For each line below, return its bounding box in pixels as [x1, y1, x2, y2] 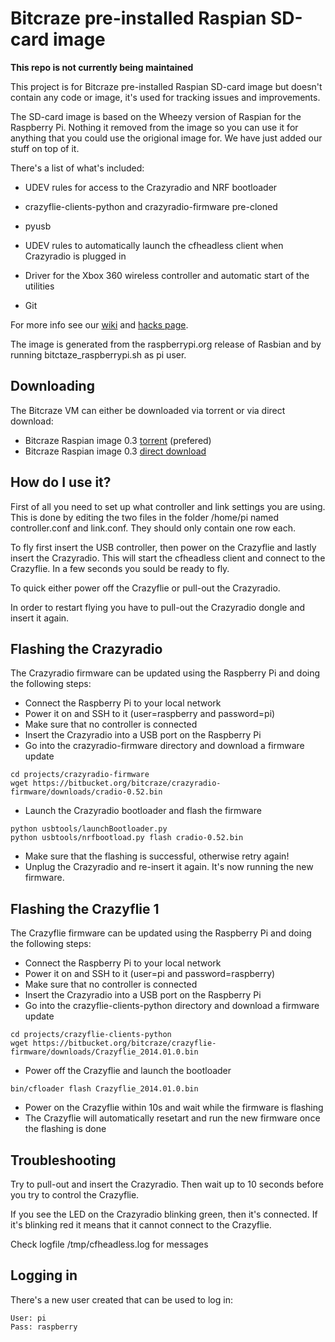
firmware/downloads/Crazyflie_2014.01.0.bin [10, 1047, 199, 1057]
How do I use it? [10, 474, 112, 491]
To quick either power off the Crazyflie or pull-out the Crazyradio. [10, 582, 281, 594]
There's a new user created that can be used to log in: [10, 1293, 233, 1306]
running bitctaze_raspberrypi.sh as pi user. [10, 348, 187, 361]
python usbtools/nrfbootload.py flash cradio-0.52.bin [10, 833, 244, 843]
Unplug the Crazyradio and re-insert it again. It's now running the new [24, 861, 314, 873]
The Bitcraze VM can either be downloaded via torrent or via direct [10, 404, 286, 416]
